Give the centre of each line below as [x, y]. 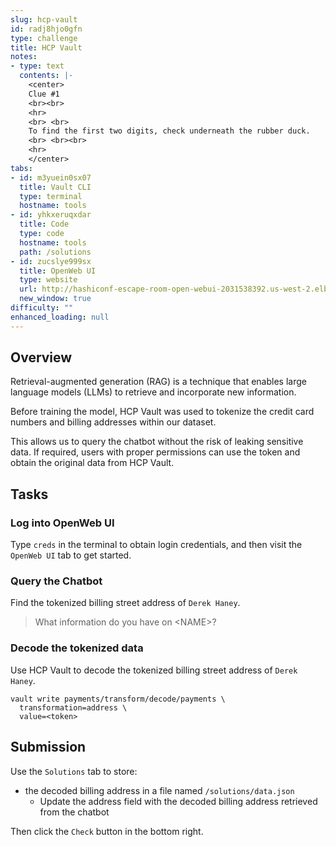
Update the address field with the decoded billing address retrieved [178, 801]
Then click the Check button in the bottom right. [107, 831]
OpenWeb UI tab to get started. [71, 555]
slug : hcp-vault [44, 19]
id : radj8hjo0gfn [46, 29]
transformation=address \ [73, 707]
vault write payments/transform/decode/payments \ [118, 699]
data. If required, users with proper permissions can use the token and [155, 452]
